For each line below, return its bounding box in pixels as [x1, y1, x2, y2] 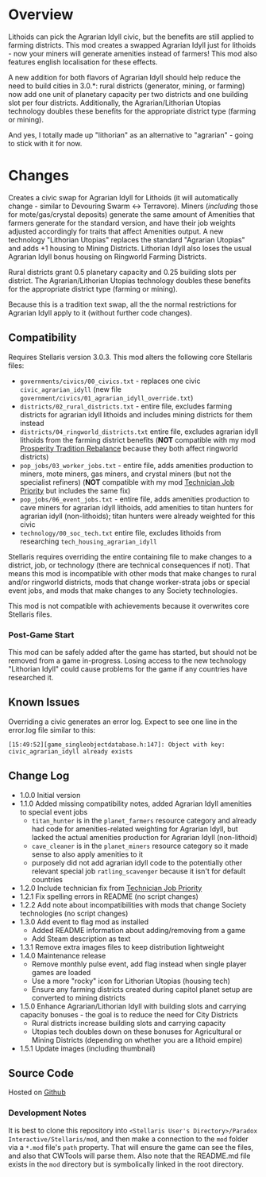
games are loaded [31, 967, 91, 977]
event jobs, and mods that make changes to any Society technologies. [8, 586, 238, 595]
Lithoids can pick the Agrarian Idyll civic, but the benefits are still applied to [8, 32, 254, 41]
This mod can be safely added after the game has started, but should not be [8, 647, 257, 656]
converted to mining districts [31, 993, 125, 1002]
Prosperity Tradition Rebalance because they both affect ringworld [19, 443, 238, 453]
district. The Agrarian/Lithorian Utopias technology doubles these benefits [8, 276, 252, 285]
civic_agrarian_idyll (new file [19, 384, 121, 394]
